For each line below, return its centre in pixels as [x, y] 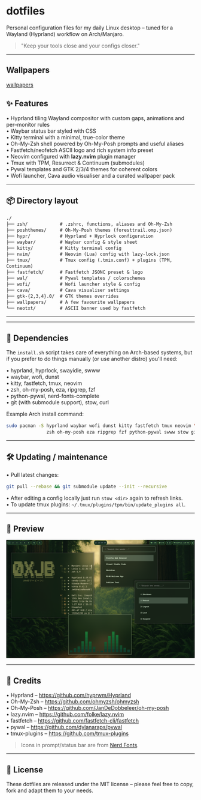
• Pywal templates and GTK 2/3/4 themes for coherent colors [82, 169]
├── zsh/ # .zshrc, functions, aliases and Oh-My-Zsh [89, 224]
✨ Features [27, 104]
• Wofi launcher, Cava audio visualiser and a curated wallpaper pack [91, 175]
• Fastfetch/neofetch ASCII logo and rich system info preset [80, 150]
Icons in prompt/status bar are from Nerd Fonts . [80, 745]
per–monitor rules [28, 124]
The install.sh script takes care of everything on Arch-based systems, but [99, 353]
